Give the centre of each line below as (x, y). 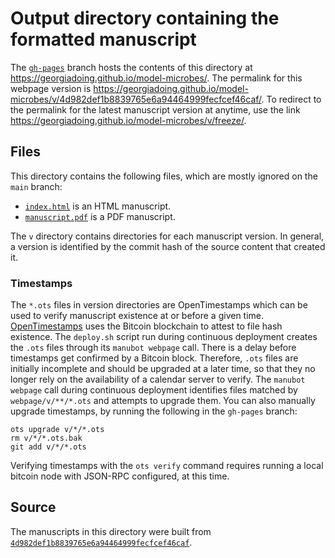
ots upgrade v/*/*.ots (57, 430)
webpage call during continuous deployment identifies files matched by (154, 390)
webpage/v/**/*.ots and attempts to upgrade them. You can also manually (163, 401)
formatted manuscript (103, 39)
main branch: (36, 186)
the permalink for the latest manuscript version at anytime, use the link (155, 109)
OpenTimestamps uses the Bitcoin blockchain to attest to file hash (146, 326)
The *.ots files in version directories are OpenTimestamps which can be (159, 305)
